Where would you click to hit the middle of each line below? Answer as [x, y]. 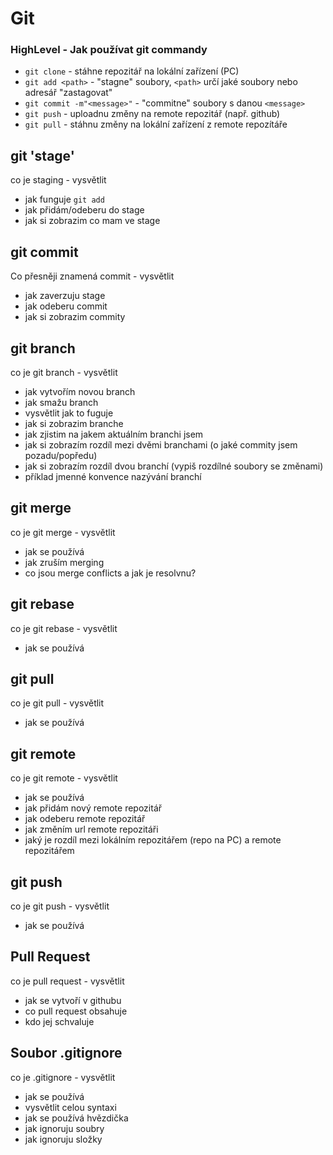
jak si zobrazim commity [75, 317]
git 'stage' [42, 155]
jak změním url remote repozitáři [91, 829]
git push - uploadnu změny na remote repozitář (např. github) [152, 114]
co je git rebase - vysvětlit [64, 628]
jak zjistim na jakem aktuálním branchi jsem [114, 434]
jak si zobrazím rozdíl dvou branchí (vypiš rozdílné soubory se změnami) [174, 466]
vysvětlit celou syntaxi [70, 1107]
